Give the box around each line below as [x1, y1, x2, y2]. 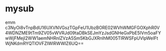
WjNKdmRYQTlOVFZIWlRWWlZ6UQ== [5, 40, 84, 46]
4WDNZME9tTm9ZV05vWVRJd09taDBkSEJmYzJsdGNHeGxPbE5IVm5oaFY [5, 30, 161, 36]
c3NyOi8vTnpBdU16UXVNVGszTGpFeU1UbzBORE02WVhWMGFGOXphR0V [5, 24, 160, 30]
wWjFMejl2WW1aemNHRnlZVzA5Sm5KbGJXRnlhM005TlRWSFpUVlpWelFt [5, 35, 159, 41]
